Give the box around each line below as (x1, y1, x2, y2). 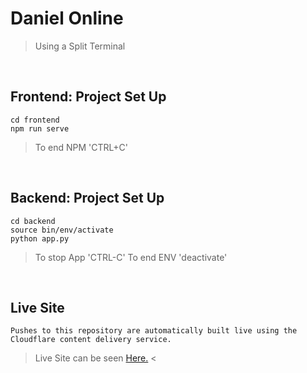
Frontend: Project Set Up (10, 88, 167, 106)
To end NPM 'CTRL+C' (34, 141, 128, 153)
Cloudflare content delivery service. (10, 335, 172, 345)
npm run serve (10, 123, 70, 134)
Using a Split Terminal (34, 40, 126, 52)
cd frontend (10, 115, 60, 125)
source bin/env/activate (10, 225, 114, 235)
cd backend (10, 216, 56, 226)
